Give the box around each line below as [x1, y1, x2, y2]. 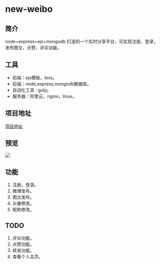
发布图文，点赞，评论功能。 [5, 45, 62, 51]
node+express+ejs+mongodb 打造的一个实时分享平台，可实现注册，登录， [5, 39, 159, 44]
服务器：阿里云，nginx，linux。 [12, 93, 77, 99]
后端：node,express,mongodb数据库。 [12, 81, 92, 87]
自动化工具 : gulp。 [12, 87, 52, 93]
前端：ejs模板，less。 [12, 74, 57, 80]
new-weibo [5, 3, 53, 15]
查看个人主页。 [12, 254, 43, 260]
